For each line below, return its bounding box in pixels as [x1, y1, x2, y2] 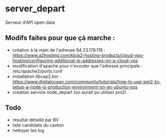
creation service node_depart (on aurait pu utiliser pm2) [12, 89, 126, 95]
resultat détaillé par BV [12, 117, 59, 123]
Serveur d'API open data [5, 19, 55, 25]
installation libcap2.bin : [12, 73, 61, 79]
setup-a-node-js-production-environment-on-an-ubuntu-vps [12, 84, 138, 90]
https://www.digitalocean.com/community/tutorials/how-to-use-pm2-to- [12, 78, 161, 84]
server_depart [5, 3, 65, 14]
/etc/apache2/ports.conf [12, 68, 63, 74]
